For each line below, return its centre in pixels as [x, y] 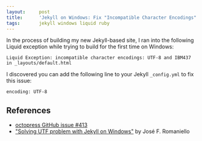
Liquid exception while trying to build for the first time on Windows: [90, 47]
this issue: [19, 81]
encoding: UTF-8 [27, 92]
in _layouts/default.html [39, 63]
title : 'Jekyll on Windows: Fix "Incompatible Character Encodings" [102, 18]
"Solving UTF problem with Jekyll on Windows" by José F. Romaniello [102, 131]
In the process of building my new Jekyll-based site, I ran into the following [100, 41]
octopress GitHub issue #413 [51, 125]
